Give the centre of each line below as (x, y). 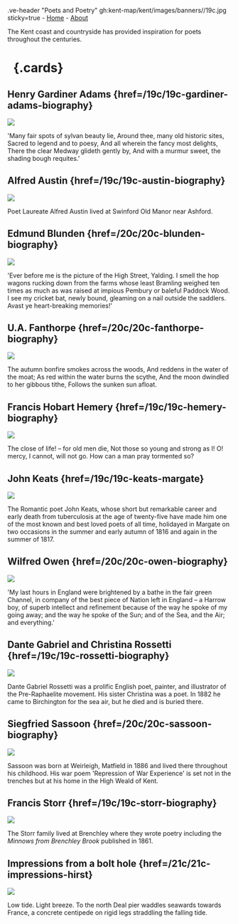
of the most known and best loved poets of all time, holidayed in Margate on (118, 524)
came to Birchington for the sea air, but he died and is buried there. (106, 701)
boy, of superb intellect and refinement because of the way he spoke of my (118, 607)
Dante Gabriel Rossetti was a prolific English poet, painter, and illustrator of (117, 686)
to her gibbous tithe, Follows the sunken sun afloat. (82, 384)
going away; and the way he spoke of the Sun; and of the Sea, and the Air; (116, 614)
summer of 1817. (31, 540)
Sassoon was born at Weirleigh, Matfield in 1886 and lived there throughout (118, 765)
